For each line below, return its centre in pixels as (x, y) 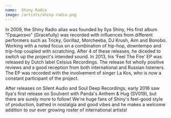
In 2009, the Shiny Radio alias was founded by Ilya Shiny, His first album (81, 29)
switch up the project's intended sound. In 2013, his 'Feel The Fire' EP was (84, 56)
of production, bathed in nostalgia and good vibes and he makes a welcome (85, 104)
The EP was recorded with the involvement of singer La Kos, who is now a (83, 73)
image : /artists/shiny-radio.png (41, 15)
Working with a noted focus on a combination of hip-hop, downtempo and (83, 45)
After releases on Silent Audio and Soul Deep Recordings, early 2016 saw (82, 88)
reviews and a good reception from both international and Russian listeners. (85, 67)
